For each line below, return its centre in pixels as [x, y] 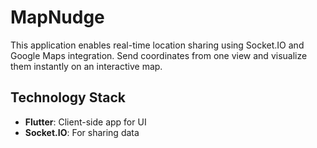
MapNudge [57, 17]
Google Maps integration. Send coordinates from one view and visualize [159, 55]
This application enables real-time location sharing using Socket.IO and [157, 45]
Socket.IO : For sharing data [82, 132]
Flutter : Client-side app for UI [85, 122]
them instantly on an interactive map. [86, 66]
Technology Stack [68, 97]
